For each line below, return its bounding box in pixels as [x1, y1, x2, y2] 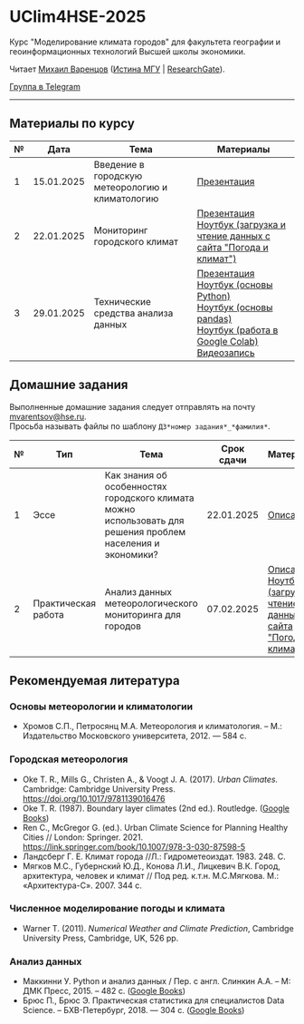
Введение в [93, 158, 145, 171]
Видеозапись [196, 346, 255, 359]
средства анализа [93, 307, 174, 319]
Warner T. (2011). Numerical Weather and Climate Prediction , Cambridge [22, 922, 294, 933]
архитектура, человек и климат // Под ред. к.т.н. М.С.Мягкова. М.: [22, 870, 280, 881]
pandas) [196, 312, 233, 325]
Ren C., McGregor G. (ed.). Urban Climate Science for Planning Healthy [22, 822, 289, 833]
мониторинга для [104, 608, 181, 620]
